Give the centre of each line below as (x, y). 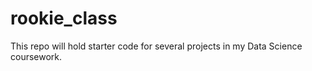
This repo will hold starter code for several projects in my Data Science (156, 46)
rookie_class (64, 18)
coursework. (36, 56)
